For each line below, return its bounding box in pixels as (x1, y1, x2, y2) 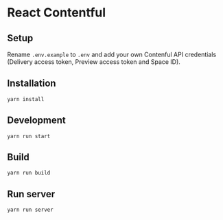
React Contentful (7, 5, 106, 21)
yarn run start (7, 133, 51, 140)
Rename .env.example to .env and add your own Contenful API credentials (7, 50, 217, 58)
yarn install (7, 96, 45, 102)
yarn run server (7, 206, 54, 214)
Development (7, 115, 67, 126)
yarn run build (7, 170, 51, 177)
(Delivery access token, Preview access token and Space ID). (7, 58, 180, 66)
